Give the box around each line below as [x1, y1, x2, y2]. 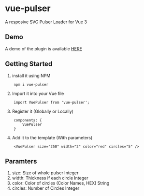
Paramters [5, 157, 37, 165]
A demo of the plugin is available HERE [5, 45, 82, 51]
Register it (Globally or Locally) [12, 108, 74, 114]
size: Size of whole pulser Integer [12, 170, 79, 176]
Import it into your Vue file [12, 90, 64, 96]
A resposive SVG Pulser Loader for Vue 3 [5, 19, 87, 25]
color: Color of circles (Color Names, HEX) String [12, 180, 110, 186]
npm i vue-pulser [14, 82, 49, 87]
